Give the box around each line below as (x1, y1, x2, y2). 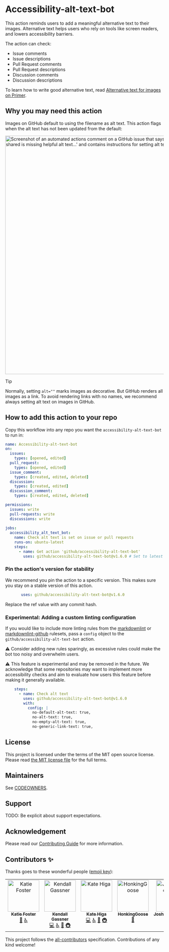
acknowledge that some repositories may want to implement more (5, 666, 142, 673)
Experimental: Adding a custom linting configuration (5, 614, 136, 621)
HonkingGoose (117, 911, 148, 917)
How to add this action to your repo (5, 413, 117, 422)
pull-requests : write (10, 511, 55, 517)
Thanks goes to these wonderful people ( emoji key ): (5, 868, 114, 874)
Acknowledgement (5, 827, 66, 836)
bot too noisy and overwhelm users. (5, 651, 79, 657)
